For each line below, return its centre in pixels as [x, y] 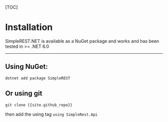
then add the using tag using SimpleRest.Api [51, 114]
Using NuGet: [27, 67]
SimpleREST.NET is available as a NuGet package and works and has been [82, 41]
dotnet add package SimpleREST [38, 78]
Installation [29, 27]
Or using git [24, 93]
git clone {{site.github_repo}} [39, 105]
